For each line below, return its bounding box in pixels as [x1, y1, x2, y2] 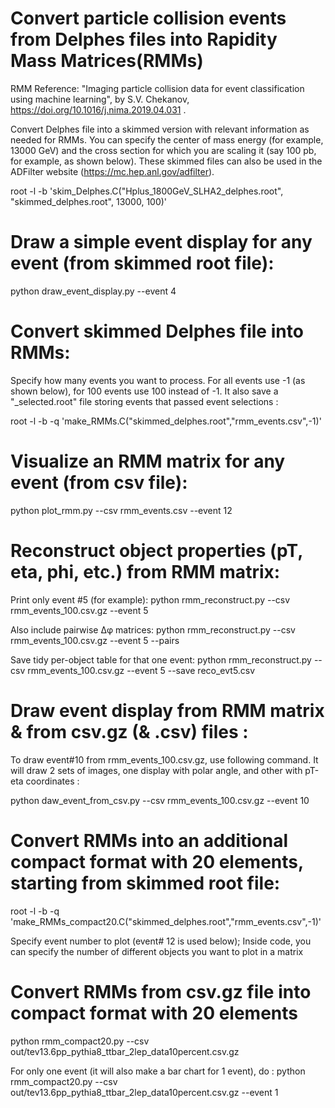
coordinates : [25, 775, 80, 787]
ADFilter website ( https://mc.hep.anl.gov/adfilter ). [10, 165, 215, 177]
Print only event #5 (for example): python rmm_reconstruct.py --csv [10, 593, 291, 606]
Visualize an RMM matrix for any [10, 450, 286, 472]
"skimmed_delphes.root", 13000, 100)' [10, 195, 168, 207]
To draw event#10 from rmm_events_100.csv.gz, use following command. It [10, 753, 319, 766]
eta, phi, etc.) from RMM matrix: [10, 560, 281, 583]
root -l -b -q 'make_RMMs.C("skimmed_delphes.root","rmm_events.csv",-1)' [10, 415, 322, 427]
